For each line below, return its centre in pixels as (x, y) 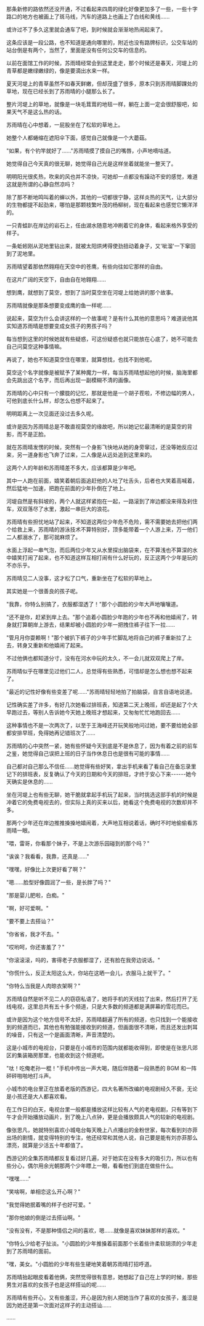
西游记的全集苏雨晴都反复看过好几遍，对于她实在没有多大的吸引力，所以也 (99, 1158)
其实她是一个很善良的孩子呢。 (43, 591)
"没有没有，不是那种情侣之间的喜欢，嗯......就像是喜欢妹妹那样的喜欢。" (96, 1231)
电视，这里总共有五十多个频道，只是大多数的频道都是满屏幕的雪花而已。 (102, 1007)
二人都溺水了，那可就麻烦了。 (43, 537)
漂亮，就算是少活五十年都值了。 (46, 1145)
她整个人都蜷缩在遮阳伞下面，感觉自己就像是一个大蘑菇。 (78, 138)
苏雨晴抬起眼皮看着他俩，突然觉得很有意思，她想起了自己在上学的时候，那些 (102, 1277)
